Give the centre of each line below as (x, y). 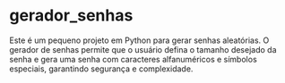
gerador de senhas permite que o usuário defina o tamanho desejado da (143, 49)
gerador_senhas (71, 16)
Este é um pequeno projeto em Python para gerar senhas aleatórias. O (139, 40)
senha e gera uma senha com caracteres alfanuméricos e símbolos (133, 59)
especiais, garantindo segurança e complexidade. (101, 69)
